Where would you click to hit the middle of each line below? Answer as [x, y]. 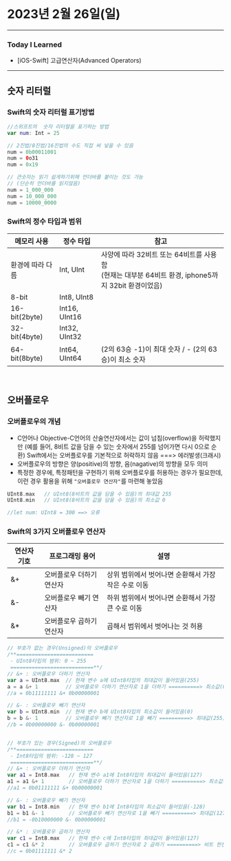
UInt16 [70, 317]
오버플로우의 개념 [34, 422]
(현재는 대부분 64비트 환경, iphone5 [156, 275]
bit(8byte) [27, 358]
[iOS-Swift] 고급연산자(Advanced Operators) [79, 61]
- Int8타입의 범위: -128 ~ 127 [51, 756]
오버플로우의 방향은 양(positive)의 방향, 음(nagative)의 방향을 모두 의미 [112, 464]
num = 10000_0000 [32, 203]
